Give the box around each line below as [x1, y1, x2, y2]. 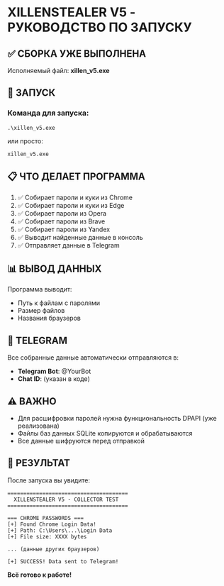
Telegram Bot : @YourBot [17, 367, 91, 376]
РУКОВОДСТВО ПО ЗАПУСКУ [7, 19, 193, 35]
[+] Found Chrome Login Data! [7, 521, 97, 528]
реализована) [17, 421, 60, 430]
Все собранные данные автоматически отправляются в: [7, 353, 179, 362]
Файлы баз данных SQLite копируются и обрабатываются [17, 429, 193, 437]
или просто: [7, 136, 44, 145]
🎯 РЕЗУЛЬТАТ [7, 457, 71, 469]
